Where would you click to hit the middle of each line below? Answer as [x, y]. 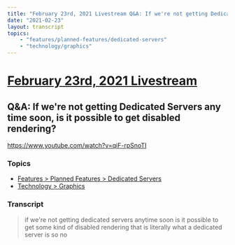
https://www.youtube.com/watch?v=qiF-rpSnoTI [77, 145]
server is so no [46, 234]
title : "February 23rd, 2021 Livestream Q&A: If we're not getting [108, 14]
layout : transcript [36, 27]
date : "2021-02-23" [36, 20]
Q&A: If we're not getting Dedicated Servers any [114, 107]
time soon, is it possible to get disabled [94, 117]
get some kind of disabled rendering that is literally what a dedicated [123, 227]
